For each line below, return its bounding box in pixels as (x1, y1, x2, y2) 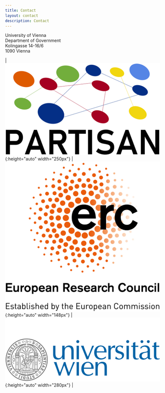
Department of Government (5, 37, 61, 44)
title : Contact (5, 8, 36, 13)
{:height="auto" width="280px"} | (5, 382, 74, 388)
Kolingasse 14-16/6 (5, 43, 44, 49)
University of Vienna (5, 32, 47, 38)
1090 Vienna (5, 48, 30, 54)
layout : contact (5, 13, 38, 18)
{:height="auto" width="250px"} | (5, 155, 74, 162)
